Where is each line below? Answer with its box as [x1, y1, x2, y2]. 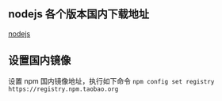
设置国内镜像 [8, 54, 71, 67]
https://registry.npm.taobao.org [8, 85, 119, 93]
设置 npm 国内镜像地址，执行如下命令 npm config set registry [8, 76, 215, 85]
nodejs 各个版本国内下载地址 [8, 7, 150, 21]
